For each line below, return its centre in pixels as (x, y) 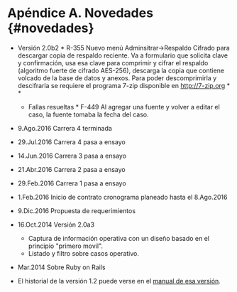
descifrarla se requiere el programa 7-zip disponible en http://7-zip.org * (124, 85)
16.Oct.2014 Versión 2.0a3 (56, 225)
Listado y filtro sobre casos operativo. (84, 253)
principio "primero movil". (66, 246)
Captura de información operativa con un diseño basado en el (118, 238)
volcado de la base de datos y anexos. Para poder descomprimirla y (117, 78)
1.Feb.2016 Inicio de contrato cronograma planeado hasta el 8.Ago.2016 (122, 197)
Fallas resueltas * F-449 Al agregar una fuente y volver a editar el (124, 107)
